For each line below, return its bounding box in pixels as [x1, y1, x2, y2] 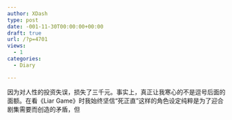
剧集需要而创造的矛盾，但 [7, 105, 80, 113]
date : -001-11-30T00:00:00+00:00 [7, 23, 104, 30]
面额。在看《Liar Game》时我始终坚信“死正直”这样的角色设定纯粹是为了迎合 [7, 96, 224, 105]
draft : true [7, 29, 42, 37]
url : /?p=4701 [7, 36, 48, 43]
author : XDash [7, 10, 48, 17]
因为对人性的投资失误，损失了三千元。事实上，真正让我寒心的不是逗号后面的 [7, 87, 226, 96]
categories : [7, 55, 42, 62]
